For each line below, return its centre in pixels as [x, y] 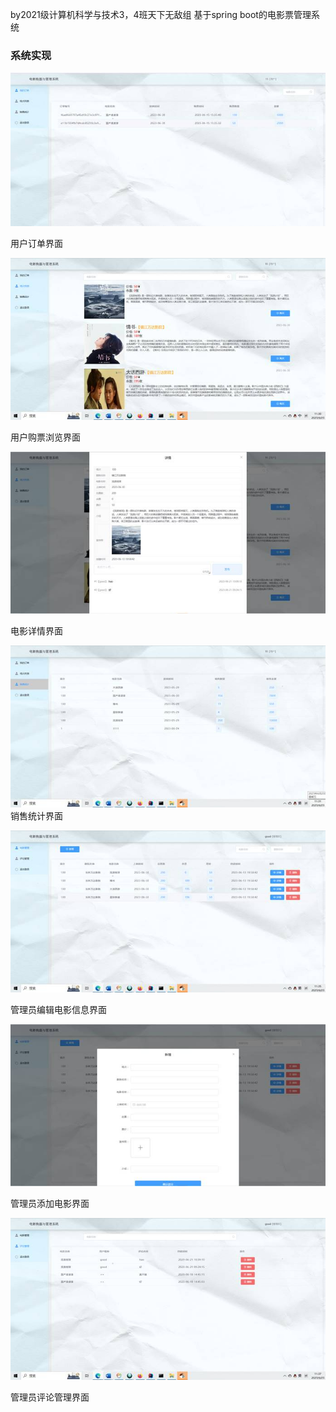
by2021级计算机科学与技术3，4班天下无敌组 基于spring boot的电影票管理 [161, 14]
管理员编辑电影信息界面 [58, 1009]
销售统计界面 [36, 815]
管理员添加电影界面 [50, 1203]
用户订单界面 [36, 244]
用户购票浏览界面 [45, 437]
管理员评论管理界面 [50, 1397]
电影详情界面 [36, 630]
